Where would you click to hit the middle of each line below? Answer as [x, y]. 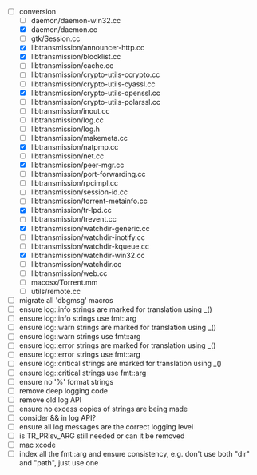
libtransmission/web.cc [69, 273]
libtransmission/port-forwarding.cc [88, 174]
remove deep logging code [63, 390]
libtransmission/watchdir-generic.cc [91, 228]
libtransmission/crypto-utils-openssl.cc [96, 93]
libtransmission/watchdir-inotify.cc [88, 237]
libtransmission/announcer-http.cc [88, 48]
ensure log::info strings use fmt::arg [78, 318]
